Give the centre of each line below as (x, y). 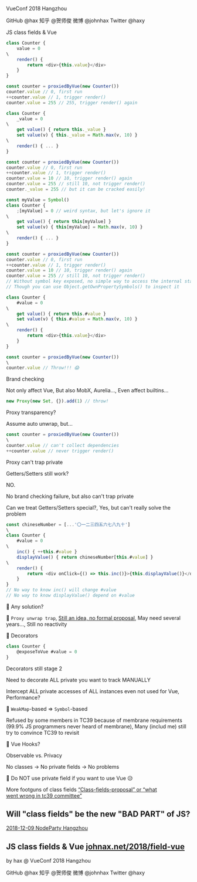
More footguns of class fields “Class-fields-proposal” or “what (81, 789)
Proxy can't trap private (35, 462)
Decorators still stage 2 (34, 669)
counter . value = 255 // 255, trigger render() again (72, 103)
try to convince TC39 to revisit (43, 732)
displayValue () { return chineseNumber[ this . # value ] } (85, 557)
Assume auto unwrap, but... (40, 424)
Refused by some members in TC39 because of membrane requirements (94, 720)
